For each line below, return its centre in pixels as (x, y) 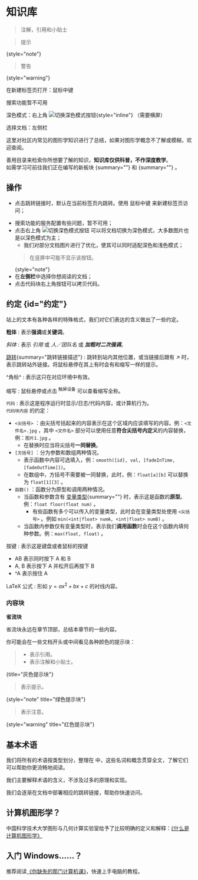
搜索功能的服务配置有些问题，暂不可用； (64, 223)
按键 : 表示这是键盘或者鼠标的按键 (47, 546)
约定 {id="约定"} (37, 304)
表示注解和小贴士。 (53, 662)
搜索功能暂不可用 (27, 102)
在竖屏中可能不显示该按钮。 (63, 258)
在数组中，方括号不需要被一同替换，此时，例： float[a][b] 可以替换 (106, 474)
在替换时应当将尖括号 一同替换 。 (62, 445)
